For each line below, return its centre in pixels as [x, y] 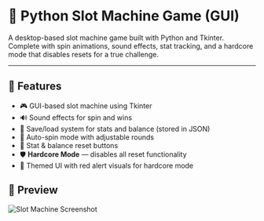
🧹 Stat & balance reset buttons [69, 145]
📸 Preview [33, 190]
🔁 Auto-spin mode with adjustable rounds [87, 137]
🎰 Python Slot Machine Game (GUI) [124, 16]
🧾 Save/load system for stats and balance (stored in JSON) [115, 129]
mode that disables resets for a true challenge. [84, 54]
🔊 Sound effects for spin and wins [75, 118]
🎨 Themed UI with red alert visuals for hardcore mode [106, 165]
